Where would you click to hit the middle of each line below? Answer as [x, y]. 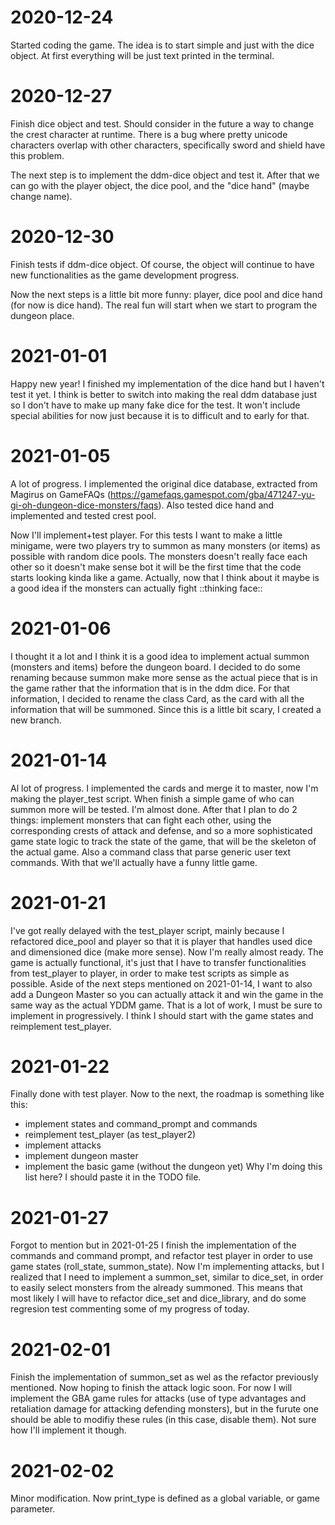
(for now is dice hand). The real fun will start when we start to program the [164, 305]
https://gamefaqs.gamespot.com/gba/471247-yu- [213, 494]
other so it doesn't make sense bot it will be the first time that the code [156, 567]
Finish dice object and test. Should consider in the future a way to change [162, 123]
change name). [41, 196]
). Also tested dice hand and [216, 505]
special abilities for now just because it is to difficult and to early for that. [160, 415]
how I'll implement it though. [68, 1430]
